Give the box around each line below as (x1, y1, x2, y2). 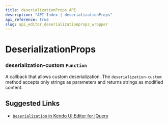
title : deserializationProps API (5, 7, 76, 13)
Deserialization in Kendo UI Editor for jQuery (12, 113, 108, 119)
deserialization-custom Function (5, 62, 88, 69)
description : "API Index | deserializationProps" (5, 12, 113, 17)
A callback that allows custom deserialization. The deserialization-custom (5, 73, 162, 80)
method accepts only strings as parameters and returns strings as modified (5, 79, 163, 85)
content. (5, 84, 23, 90)
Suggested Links (5, 99, 60, 108)
